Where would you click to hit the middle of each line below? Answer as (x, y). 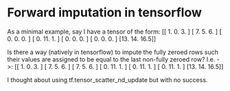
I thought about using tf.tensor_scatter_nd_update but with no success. (107, 79)
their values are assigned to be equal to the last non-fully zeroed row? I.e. (111, 59)
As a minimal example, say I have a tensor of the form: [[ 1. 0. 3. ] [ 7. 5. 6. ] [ (114, 31)
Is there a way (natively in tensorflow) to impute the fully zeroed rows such (113, 52)
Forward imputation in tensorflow (105, 13)
